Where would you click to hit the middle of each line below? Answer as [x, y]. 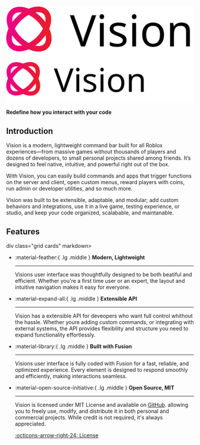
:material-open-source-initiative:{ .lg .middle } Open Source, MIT [94, 388]
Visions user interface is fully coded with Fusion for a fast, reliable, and [102, 363]
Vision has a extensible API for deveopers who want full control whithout [104, 316]
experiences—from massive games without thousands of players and [91, 152]
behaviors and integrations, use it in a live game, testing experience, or [93, 207]
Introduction [30, 131]
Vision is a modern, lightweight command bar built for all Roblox [85, 145]
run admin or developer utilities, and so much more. [69, 189]
